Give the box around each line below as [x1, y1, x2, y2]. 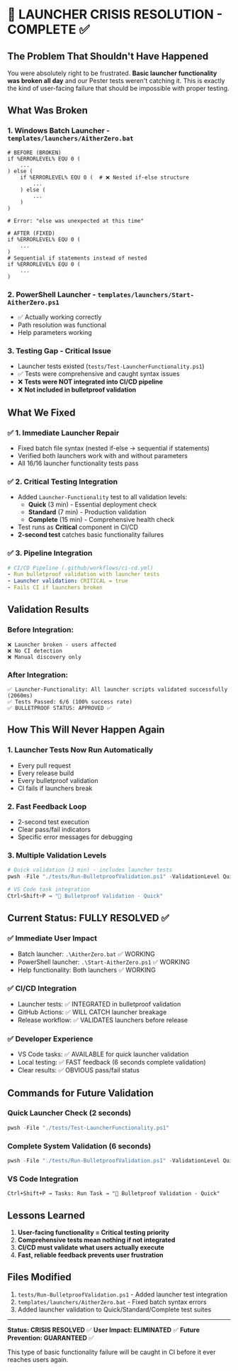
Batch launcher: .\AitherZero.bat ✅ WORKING [17, 950, 155, 958]
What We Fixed [7, 406, 76, 418]
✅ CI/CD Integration [7, 984, 76, 994]
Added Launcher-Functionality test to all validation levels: [17, 493, 188, 501]
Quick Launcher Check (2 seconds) [7, 1108, 132, 1118]
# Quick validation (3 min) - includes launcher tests [7, 867, 173, 874]
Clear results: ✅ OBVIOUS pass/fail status [17, 1066, 140, 1075]
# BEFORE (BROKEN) [7, 149, 62, 156]
